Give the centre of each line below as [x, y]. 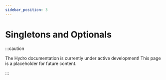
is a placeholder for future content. [41, 63]
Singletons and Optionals [59, 34]
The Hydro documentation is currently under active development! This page [83, 58]
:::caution [15, 48]
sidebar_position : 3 [27, 10]
